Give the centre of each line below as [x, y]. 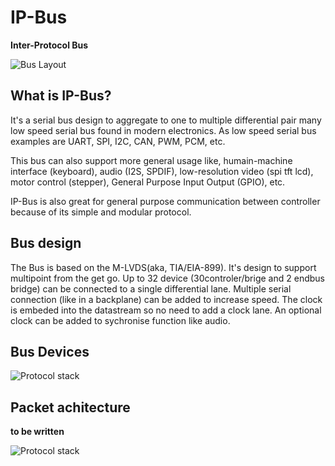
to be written [37, 432]
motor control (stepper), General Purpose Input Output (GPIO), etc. [148, 182]
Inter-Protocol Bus [49, 45]
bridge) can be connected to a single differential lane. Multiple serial [151, 288]
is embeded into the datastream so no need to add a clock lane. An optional [166, 310]
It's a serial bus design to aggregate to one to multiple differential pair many [166, 120]
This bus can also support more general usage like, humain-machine [151, 160]
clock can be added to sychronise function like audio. [120, 320]
